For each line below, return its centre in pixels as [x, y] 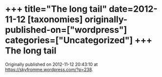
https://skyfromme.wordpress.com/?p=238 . [49, 69]
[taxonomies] [55, 19]
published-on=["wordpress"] [66, 30]
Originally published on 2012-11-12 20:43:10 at [51, 64]
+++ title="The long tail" [56, 9]
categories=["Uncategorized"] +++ [79, 40]
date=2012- [133, 9]
